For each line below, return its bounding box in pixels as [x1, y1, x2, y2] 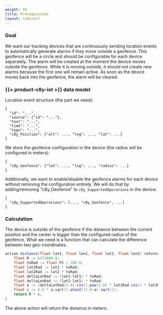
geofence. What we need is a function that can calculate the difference [5, 237, 147, 243]
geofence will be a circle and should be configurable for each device [5, 53, 142, 59]
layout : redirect [5, 16, 40, 21]
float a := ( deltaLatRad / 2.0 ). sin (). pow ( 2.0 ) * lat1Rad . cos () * [14, 283, 147, 288]
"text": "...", [9, 119, 40, 124]
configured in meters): [5, 150, 50, 156]
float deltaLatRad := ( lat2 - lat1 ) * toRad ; [14, 274, 103, 279]
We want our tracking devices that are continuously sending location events [5, 43, 157, 49]
